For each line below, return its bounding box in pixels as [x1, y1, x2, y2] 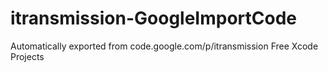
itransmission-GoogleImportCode [10, 7, 297, 30]
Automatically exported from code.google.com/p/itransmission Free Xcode [10, 40, 319, 52]
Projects [10, 50, 45, 62]
